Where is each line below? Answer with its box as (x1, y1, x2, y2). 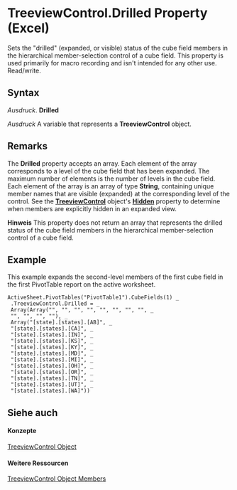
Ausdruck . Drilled (7, 105, 59, 114)
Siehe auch (7, 407, 58, 419)
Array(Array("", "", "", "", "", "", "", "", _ (10, 307, 154, 314)
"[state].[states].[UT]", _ (10, 381, 94, 388)
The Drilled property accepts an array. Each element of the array (7, 159, 197, 168)
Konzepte (7, 427, 37, 435)
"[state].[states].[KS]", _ (10, 338, 94, 345)
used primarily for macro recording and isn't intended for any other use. (7, 58, 217, 67)
